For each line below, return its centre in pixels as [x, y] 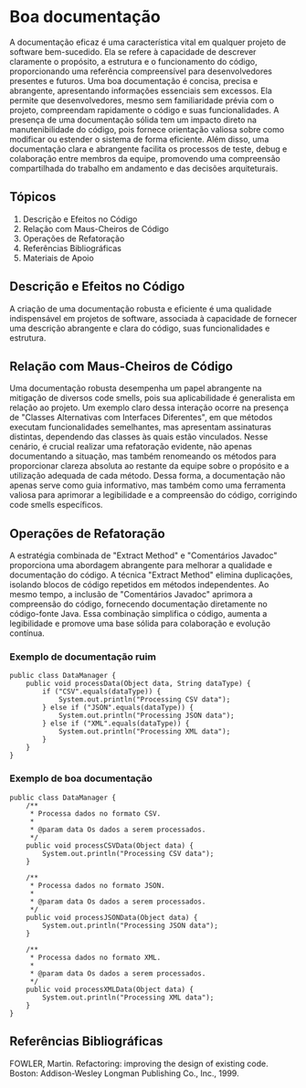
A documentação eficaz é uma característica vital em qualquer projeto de [148, 42]
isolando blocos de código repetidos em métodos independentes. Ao [139, 585]
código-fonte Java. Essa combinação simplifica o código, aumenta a [138, 614]
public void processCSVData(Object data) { [110, 845]
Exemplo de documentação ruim [83, 657]
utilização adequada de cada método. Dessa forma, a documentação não [148, 476]
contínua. [27, 633]
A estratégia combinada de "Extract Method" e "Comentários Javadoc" [143, 555]
